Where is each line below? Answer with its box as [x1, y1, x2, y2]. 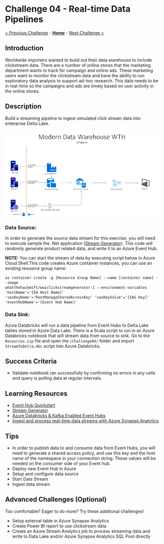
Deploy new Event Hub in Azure [12, 466, 77, 472]
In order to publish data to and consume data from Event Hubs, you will [12, 445, 155, 451]
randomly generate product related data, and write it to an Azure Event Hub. [5, 245, 158, 252]
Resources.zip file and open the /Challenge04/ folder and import [5, 338, 134, 343]
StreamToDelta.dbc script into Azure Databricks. [5, 343, 101, 349]
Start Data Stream [12, 476, 48, 482]
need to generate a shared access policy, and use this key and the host [12, 450, 156, 456]
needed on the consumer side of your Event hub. [12, 461, 111, 466]
